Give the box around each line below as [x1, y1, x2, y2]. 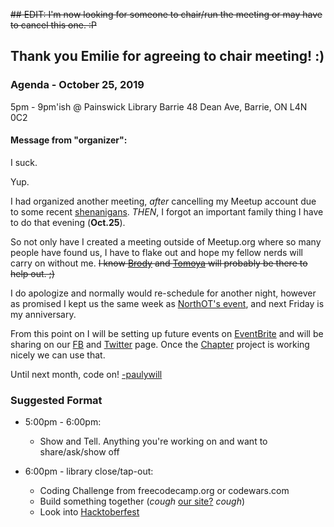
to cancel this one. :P [10, 19, 97, 31]
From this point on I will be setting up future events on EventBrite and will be [10, 327, 324, 339]
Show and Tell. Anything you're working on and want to [39, 435, 268, 448]
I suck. [10, 156, 38, 168]
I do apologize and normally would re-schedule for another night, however [10, 287, 317, 299]
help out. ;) [10, 267, 55, 279]
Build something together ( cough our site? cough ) [39, 495, 246, 508]
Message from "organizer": [10, 134, 128, 146]
